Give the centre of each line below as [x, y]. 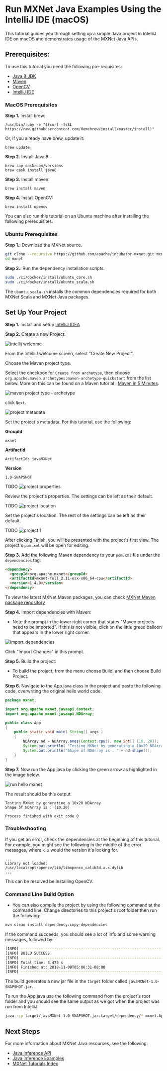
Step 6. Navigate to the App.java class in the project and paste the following [83, 686]
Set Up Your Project [36, 313]
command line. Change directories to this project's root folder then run [85, 910]
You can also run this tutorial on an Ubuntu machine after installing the [77, 216]
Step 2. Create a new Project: [35, 334]
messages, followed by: [29, 939]
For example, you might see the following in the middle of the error [73, 845]
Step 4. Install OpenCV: [29, 198]
